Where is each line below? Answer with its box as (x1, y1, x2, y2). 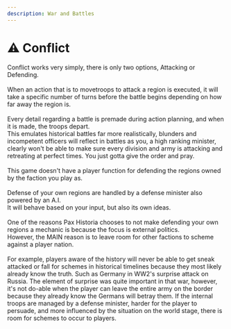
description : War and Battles (7, 10, 95, 17)
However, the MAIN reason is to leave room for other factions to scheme (7, 233, 214, 241)
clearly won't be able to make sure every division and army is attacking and (7, 144, 223, 153)
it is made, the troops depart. (7, 122, 90, 130)
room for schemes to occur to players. (7, 314, 117, 322)
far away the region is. (7, 100, 71, 108)
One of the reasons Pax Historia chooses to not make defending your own (7, 218, 219, 226)
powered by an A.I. (7, 196, 61, 204)
